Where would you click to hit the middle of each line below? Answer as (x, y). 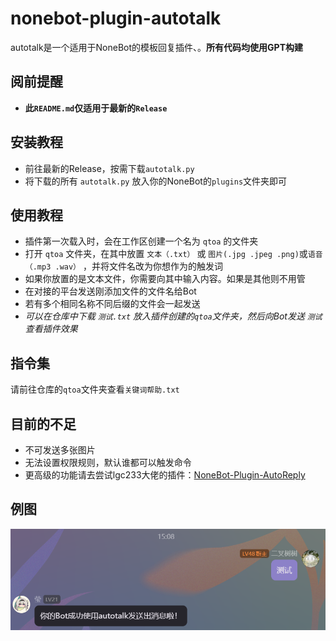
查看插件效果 (51, 329)
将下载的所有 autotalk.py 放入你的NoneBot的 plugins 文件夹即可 (156, 181)
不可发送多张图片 (60, 450)
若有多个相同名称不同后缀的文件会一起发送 (112, 304)
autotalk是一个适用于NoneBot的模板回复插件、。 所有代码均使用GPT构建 (157, 47)
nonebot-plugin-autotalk (116, 18)
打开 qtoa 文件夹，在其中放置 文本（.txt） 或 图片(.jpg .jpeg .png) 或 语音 (173, 254)
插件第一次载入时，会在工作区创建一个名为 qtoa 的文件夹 (141, 241)
